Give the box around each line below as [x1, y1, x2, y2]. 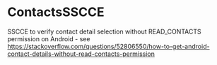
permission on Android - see [7, 34, 90, 43]
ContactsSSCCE [7, 4, 105, 20]
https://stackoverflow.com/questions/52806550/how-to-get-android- [7, 42, 210, 50]
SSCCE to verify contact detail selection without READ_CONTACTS [7, 27, 201, 36]
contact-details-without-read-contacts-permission [7, 50, 156, 58]
